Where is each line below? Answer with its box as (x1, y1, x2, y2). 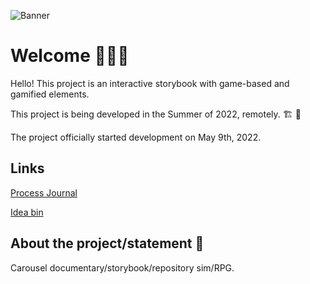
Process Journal (10, 186, 78, 199)
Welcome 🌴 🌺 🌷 (10, 45, 130, 67)
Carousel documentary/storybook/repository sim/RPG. (10, 261, 235, 274)
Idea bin (10, 206, 44, 218)
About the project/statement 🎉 (10, 235, 205, 252)
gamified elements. (10, 88, 90, 100)
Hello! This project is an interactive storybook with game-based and (10, 77, 290, 89)
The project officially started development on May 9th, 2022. (10, 131, 262, 143)
